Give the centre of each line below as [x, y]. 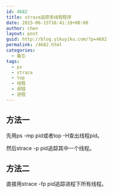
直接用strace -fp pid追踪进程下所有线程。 [56, 184]
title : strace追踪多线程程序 [39, 17]
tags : [13, 61]
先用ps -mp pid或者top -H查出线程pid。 [54, 135]
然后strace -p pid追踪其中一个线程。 [50, 148]
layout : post [22, 34]
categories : [21, 50]
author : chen [22, 28]
